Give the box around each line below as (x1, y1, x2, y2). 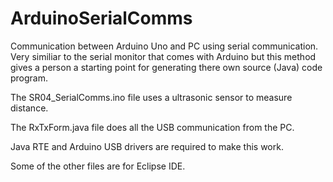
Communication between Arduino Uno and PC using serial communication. (10, 40, 319, 52)
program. (10, 72, 49, 84)
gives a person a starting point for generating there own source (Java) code (10, 61, 323, 73)
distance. (10, 102, 49, 114)
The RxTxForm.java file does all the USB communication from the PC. (10, 121, 295, 133)
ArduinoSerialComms (10, 7, 193, 30)
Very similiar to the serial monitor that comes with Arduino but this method (10, 50, 317, 62)
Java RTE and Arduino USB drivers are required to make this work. (10, 140, 284, 152)
